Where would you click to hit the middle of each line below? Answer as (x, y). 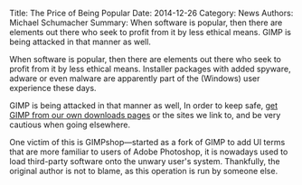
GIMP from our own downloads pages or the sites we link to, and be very (145, 115)
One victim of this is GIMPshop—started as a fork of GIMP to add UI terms (147, 142)
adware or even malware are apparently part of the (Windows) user (135, 79)
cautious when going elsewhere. (70, 125)
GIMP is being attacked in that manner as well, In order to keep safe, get (144, 106)
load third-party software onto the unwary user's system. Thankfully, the (145, 161)
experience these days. (53, 88)
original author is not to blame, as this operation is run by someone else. (144, 171)
